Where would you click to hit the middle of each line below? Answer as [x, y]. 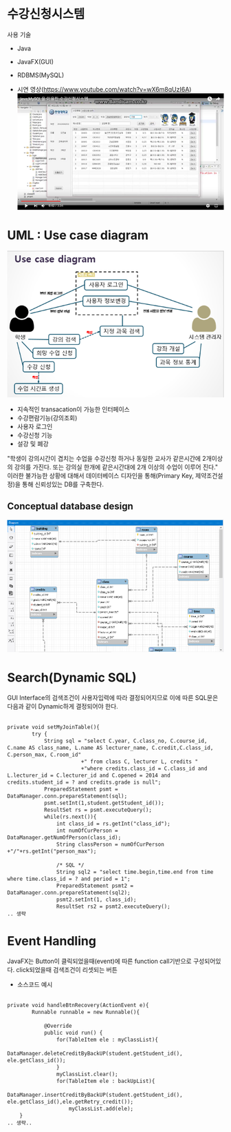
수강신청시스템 [46, 14]
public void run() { [73, 1033]
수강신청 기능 [35, 435]
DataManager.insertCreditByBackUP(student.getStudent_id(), [95, 1095]
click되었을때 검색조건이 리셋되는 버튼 [67, 969]
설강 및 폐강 [33, 444]
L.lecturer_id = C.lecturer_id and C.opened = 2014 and [89, 775]
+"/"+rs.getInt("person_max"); [52, 851]
